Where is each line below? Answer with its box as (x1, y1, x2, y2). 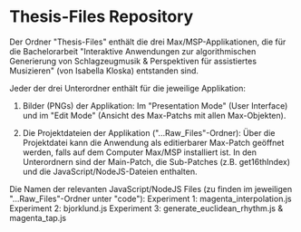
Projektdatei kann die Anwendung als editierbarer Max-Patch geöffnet (22, 137, 285, 148)
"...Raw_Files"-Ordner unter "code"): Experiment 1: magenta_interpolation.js (9, 193, 292, 204)
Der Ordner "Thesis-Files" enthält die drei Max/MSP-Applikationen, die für (9, 36, 286, 47)
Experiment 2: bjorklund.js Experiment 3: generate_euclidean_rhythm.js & (9, 202, 284, 214)
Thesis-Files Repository (9, 6, 194, 27)
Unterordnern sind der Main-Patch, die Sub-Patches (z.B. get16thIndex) (22, 156, 290, 167)
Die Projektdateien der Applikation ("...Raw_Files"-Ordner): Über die (22, 127, 276, 138)
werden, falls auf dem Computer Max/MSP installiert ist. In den (22, 147, 257, 158)
